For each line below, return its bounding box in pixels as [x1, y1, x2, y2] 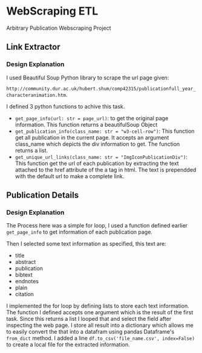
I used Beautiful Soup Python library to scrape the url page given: [6, 74, 169, 81]
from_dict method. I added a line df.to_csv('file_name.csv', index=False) [6, 335, 195, 342]
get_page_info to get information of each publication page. [6, 229, 153, 236]
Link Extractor [6, 42, 60, 52]
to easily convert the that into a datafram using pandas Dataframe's [6, 328, 175, 335]
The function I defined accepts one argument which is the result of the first [6, 309, 194, 316]
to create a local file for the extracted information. [6, 341, 130, 348]
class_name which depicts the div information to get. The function [15, 140, 180, 147]
